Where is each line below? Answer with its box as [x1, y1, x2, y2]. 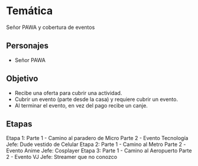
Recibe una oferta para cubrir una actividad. [14, 89, 122, 96]
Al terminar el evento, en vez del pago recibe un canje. [14, 102, 148, 109]
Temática [6, 4, 53, 18]
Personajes [6, 41, 49, 51]
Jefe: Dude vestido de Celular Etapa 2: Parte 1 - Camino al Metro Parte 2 [6, 141, 182, 148]
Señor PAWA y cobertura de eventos [6, 24, 95, 31]
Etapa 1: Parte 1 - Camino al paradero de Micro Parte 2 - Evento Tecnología [6, 135, 189, 142]
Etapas [6, 119, 33, 129]
